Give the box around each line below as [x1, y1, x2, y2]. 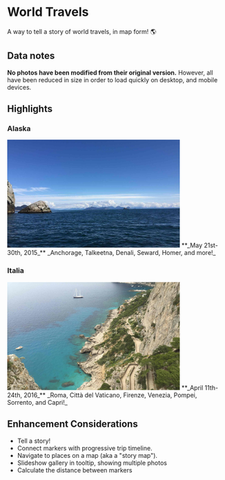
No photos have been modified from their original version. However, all [7, 68, 213, 77]
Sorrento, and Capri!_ [7, 398, 68, 406]
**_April [181, 383, 204, 392]
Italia [7, 266, 24, 276]
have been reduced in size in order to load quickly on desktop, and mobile [7, 75, 218, 84]
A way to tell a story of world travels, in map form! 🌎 [7, 27, 157, 35]
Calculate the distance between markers [17, 465, 133, 474]
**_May [181, 241, 203, 249]
